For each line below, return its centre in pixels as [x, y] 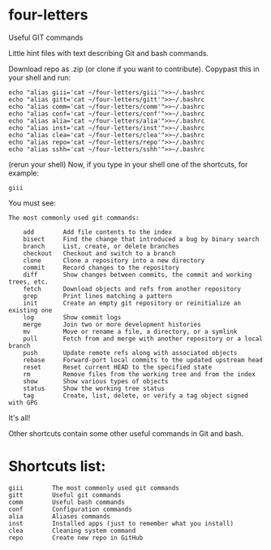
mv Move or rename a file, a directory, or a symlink [130, 331]
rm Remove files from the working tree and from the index [139, 374]
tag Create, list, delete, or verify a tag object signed [136, 396]
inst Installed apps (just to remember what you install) [121, 523]
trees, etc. [28, 282]
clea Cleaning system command [72, 531]
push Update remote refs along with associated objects [130, 353]
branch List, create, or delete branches [101, 246]
